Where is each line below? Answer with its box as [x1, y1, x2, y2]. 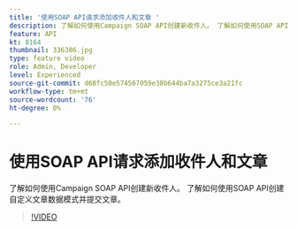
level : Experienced [9, 71, 81, 80]
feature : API [9, 29, 57, 38]
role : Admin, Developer [9, 63, 97, 72]
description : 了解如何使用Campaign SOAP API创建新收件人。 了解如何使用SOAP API [9, 21, 289, 30]
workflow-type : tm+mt [9, 87, 89, 96]
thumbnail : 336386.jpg [9, 46, 93, 55]
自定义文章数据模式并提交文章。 [9, 194, 126, 204]
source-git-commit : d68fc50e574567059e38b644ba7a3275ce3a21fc [9, 79, 243, 88]
